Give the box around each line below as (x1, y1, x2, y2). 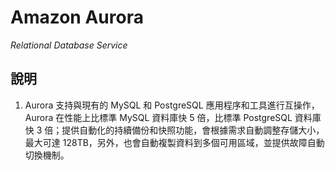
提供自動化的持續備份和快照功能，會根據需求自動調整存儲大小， (61, 124, 325, 136)
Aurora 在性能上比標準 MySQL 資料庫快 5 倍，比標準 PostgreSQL (24, 111, 293, 123)
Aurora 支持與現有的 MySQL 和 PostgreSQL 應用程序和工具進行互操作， (24, 99, 320, 111)
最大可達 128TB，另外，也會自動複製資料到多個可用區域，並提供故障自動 (24, 136, 325, 148)
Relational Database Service (10, 39, 128, 51)
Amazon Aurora (10, 6, 144, 29)
